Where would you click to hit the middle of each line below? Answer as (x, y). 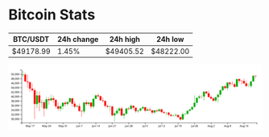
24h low (170, 39)
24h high (125, 39)
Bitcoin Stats (52, 15)
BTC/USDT (31, 39)
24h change (78, 39)
